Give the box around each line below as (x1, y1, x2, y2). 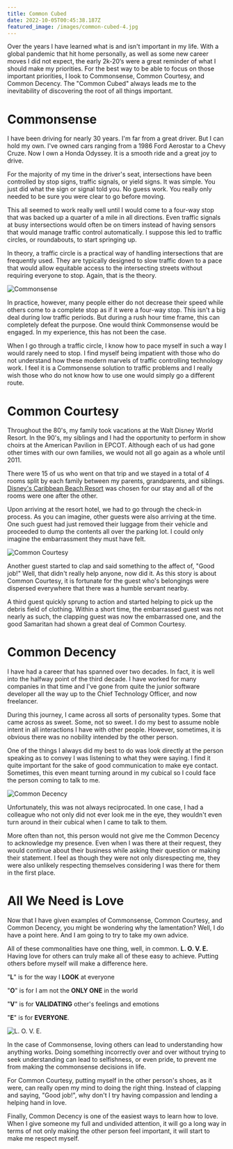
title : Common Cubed (7, 10, 67, 17)
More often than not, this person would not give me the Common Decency (7, 831, 220, 840)
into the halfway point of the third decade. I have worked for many (7, 675, 197, 683)
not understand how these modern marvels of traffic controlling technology (7, 357, 223, 365)
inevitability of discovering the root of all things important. (7, 87, 173, 95)
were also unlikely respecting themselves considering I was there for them (7, 861, 220, 870)
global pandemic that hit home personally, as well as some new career (7, 50, 209, 58)
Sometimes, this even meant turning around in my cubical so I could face (7, 769, 216, 777)
